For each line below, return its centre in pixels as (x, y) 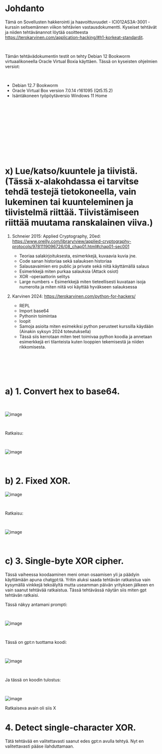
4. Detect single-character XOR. (71, 728)
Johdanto (25, 8)
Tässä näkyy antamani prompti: (36, 604)
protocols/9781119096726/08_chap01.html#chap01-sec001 (71, 246)
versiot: (13, 67)
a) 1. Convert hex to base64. (62, 392)
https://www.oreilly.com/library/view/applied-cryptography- (72, 241)
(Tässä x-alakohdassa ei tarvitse (72, 181)
